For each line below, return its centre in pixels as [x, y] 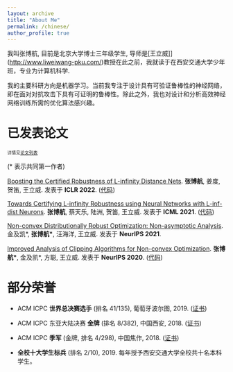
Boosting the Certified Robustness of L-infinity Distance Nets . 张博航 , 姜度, [114, 181]
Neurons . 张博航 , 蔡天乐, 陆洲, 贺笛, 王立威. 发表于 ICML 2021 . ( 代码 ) [117, 212]
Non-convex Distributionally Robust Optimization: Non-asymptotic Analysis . [115, 226]
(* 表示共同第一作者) [36, 166]
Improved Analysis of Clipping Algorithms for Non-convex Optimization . [110, 249]
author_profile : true [38, 33]
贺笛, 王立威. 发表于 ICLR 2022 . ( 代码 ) [61, 190]
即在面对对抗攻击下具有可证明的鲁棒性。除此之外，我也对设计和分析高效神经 [116, 94]
